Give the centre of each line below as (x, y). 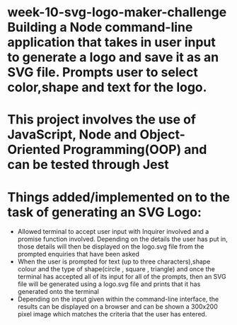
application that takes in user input (111, 42)
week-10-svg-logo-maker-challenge (117, 12)
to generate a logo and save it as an (113, 58)
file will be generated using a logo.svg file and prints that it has (109, 284)
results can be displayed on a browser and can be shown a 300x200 (117, 307)
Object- (163, 135)
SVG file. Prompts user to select (103, 72)
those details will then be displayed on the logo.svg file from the (111, 247)
